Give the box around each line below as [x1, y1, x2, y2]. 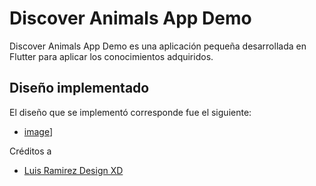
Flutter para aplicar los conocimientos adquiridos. [9, 50, 214, 62]
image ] [23, 125, 54, 137]
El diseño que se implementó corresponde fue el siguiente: [9, 106, 252, 118]
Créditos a [9, 145, 52, 157]
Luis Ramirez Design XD [23, 164, 124, 176]
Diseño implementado [9, 80, 150, 97]
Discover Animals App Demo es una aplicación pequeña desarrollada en [9, 40, 307, 52]
